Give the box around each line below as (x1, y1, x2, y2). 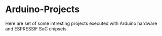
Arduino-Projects (5, 4, 80, 15)
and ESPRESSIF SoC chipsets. (5, 25, 68, 31)
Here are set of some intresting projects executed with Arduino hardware (5, 20, 157, 26)
